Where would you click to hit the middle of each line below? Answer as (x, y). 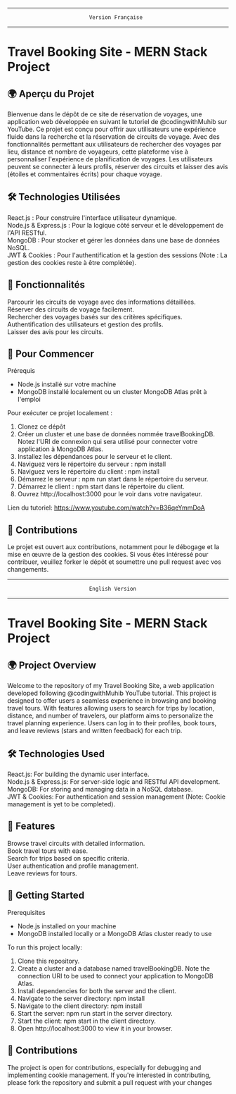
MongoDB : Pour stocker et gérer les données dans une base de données (113, 240)
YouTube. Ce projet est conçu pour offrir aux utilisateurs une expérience (112, 129)
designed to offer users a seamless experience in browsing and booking (112, 701)
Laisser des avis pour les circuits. (55, 331)
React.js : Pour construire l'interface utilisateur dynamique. (92, 217)
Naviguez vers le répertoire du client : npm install (88, 472)
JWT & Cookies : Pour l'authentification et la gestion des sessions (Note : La (117, 255)
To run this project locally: (45, 947)
